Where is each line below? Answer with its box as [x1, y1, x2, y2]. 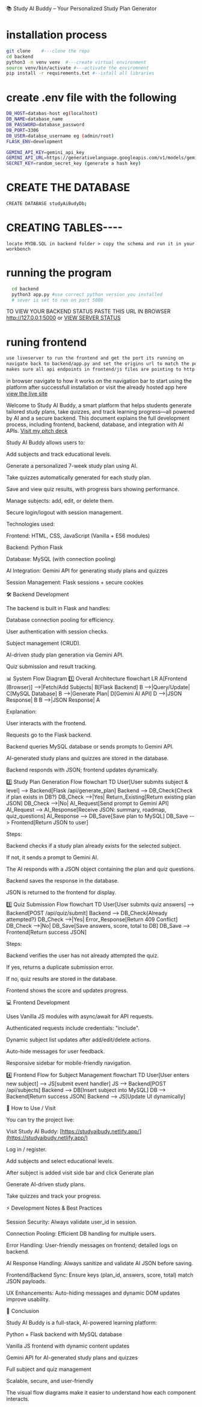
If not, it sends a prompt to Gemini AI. [6, 854, 99, 861]
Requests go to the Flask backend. [6, 731, 92, 738]
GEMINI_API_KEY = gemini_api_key [6, 149, 85, 155]
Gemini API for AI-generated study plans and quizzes [6, 1354, 138, 1361]
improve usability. [6, 1296, 50, 1303]
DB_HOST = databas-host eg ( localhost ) [6, 111, 98, 117]
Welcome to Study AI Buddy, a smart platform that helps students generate [6, 402, 192, 409]
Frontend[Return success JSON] [6, 928, 87, 936]
